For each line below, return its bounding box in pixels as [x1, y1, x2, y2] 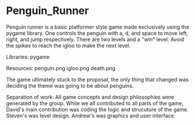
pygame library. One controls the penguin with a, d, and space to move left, [6, 29, 189, 36]
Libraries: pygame [6, 53, 50, 60]
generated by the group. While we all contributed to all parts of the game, [6, 99, 184, 106]
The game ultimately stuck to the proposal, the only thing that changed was [6, 76, 189, 83]
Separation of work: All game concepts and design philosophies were [6, 93, 174, 100]
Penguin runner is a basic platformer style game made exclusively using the [6, 23, 190, 30]
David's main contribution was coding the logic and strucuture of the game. [6, 106, 189, 113]
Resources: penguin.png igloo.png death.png [6, 64, 116, 71]
